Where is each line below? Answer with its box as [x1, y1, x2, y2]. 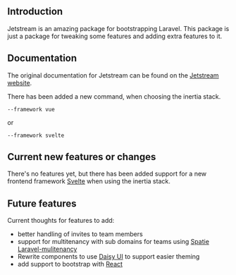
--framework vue [7, 106, 55, 113]
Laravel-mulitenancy [17, 245, 77, 253]
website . [7, 78, 32, 87]
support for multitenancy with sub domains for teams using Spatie [17, 238, 210, 246]
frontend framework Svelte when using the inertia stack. [7, 177, 170, 185]
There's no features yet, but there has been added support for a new [7, 169, 207, 178]
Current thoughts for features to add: [7, 216, 115, 225]
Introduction [7, 6, 63, 18]
